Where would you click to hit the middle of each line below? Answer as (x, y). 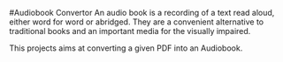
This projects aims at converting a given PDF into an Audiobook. (126, 48)
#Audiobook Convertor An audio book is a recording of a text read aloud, (142, 13)
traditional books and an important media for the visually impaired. (130, 31)
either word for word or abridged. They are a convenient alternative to (136, 22)
